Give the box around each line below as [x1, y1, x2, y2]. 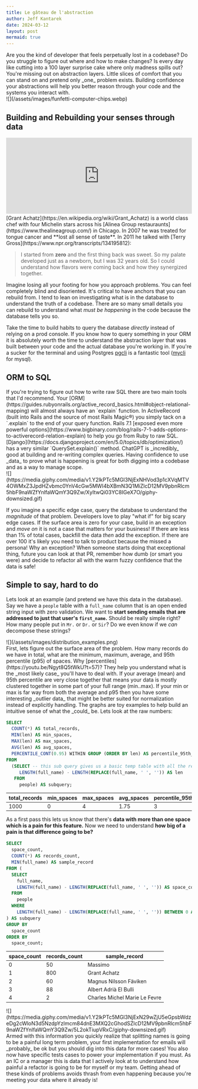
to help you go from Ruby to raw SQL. [87, 432, 179, 439]
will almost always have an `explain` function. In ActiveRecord [30, 407, 180, 414]
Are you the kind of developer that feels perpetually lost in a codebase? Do [6, 51, 188, 58]
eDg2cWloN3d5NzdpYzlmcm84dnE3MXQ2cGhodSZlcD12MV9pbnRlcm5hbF [6, 1019, 192, 1027]
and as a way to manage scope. [6, 464, 84, 471]
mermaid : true [6, 34, 41, 41]
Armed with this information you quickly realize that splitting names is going [6, 1032, 190, 1039]
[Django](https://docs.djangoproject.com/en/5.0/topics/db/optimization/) [6, 438, 184, 445]
